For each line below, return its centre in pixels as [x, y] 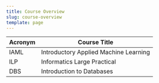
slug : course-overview [34, 17]
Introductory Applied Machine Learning [96, 52]
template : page [25, 22]
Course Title [95, 42]
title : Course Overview [35, 11]
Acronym [22, 42]
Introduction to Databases [77, 71]
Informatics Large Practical [79, 62]
